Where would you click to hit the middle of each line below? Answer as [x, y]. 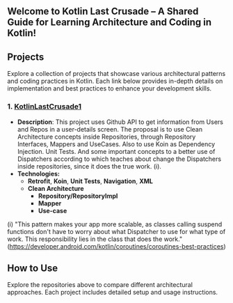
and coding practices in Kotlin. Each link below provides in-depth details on [115, 81]
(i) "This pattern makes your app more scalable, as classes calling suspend [115, 224]
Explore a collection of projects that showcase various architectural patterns [116, 74]
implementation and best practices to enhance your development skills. [110, 88]
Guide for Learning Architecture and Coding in [110, 23]
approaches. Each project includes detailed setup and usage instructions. [112, 293]
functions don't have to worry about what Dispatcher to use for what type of [116, 231]
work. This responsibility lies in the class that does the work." [95, 239]
